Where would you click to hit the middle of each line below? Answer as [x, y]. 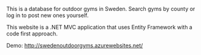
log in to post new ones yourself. [47, 15]
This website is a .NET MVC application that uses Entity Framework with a [100, 27]
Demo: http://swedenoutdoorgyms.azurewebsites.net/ [75, 46]
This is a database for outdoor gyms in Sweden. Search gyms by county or [101, 9]
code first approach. [32, 34]
